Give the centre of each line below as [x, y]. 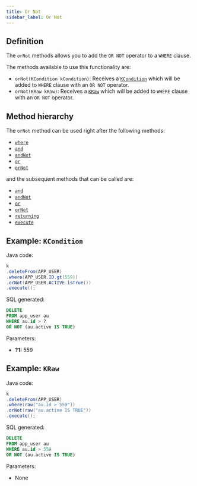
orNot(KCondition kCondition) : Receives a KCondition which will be [97, 79]
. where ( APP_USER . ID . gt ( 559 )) [42, 277]
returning [27, 217]
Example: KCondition [45, 241]
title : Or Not [24, 12]
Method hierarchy [40, 116]
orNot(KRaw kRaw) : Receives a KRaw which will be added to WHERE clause [101, 91]
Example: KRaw [33, 369]
